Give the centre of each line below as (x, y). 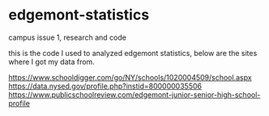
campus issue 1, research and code (68, 37)
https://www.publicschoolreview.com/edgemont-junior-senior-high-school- (134, 94)
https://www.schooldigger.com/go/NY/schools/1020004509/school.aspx (130, 77)
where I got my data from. (51, 62)
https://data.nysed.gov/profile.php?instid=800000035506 (105, 86)
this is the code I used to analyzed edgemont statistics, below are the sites (133, 53)
